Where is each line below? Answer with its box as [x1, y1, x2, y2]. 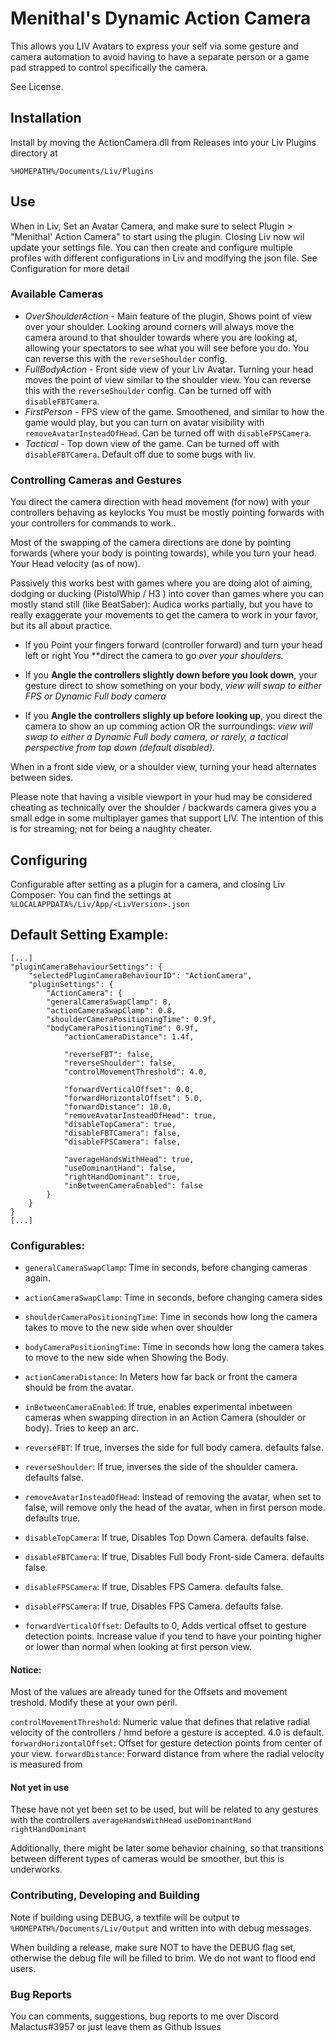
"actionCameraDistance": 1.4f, [63, 1032, 195, 1042]
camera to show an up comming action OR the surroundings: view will [24, 720, 313, 732]
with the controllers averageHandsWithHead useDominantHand [10, 1814, 252, 1826]
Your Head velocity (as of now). [10, 558, 141, 570]
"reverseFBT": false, [63, 1049, 155, 1059]
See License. [10, 80, 64, 92]
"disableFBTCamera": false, [63, 1128, 182, 1138]
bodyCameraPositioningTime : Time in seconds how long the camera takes [24, 1341, 325, 1353]
